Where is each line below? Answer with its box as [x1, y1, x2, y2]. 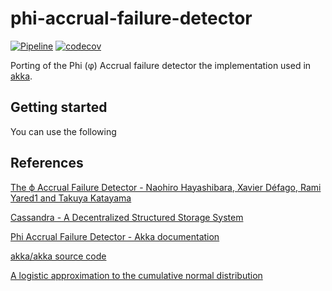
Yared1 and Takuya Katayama [10, 192, 132, 204]
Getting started [10, 99, 108, 116]
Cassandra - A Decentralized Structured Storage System [10, 211, 244, 223]
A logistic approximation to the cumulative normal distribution [10, 269, 263, 281]
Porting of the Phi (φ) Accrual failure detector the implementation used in [10, 59, 312, 71]
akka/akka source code [10, 250, 107, 262]
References [10, 155, 84, 172]
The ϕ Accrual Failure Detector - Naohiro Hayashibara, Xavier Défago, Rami [10, 181, 322, 193]
